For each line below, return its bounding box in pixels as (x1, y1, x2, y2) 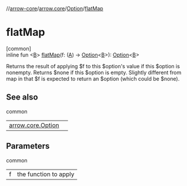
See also (6, 92, 38, 102)
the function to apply (16, 170, 75, 178)
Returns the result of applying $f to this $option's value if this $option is (6, 62, 181, 69)
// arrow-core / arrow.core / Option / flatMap (6, 5, 103, 12)
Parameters (6, 141, 50, 151)
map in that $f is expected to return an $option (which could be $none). (6, 75, 180, 82)
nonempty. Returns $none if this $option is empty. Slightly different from (6, 69, 182, 76)
